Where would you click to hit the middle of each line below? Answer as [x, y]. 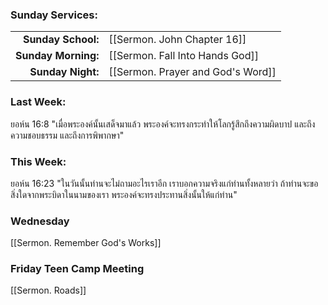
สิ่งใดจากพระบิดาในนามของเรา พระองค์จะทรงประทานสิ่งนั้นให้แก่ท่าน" [124, 194]
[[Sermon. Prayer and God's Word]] [192, 72]
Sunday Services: [54, 15]
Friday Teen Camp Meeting [77, 269]
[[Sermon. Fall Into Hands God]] [183, 56]
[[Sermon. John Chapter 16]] [177, 40]
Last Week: [38, 102]
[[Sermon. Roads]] [48, 290]
